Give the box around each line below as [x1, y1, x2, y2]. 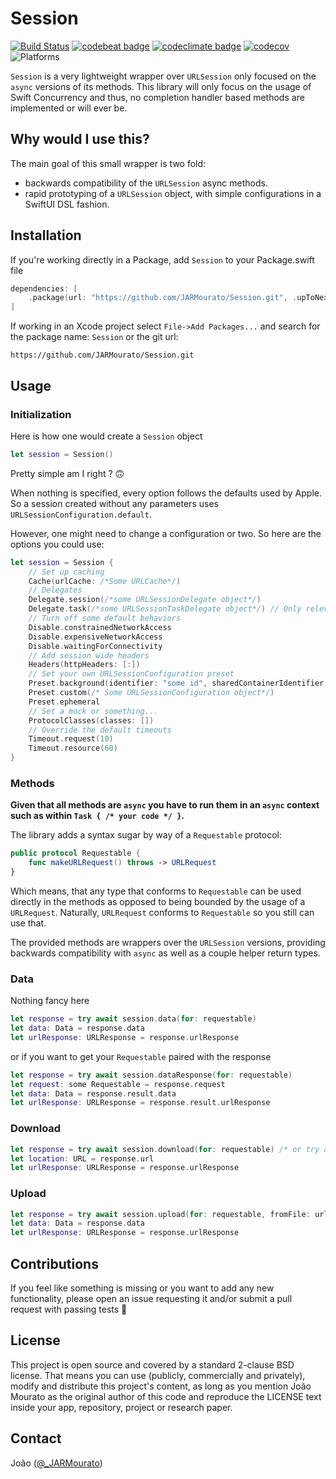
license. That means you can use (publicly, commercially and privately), [10, 1369, 306, 1381]
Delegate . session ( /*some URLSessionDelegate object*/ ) [28, 595, 262, 605]
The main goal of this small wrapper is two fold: [10, 157, 207, 169]
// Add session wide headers [28, 650, 150, 661]
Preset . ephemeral [28, 697, 101, 707]
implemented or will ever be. [10, 102, 128, 114]
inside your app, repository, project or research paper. [10, 1401, 233, 1413]
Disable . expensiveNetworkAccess [28, 632, 163, 642]
